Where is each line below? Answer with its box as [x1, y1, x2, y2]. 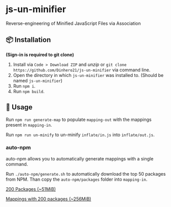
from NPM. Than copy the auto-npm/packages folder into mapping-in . [6, 176, 148, 182]
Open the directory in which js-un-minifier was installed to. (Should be [13, 72, 164, 78]
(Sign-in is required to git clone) [6, 52, 74, 58]
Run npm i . [13, 82, 36, 89]
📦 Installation [6, 35, 51, 44]
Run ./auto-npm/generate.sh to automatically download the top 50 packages [6, 171, 166, 177]
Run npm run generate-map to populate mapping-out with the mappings [6, 116, 152, 122]
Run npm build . [13, 88, 45, 94]
